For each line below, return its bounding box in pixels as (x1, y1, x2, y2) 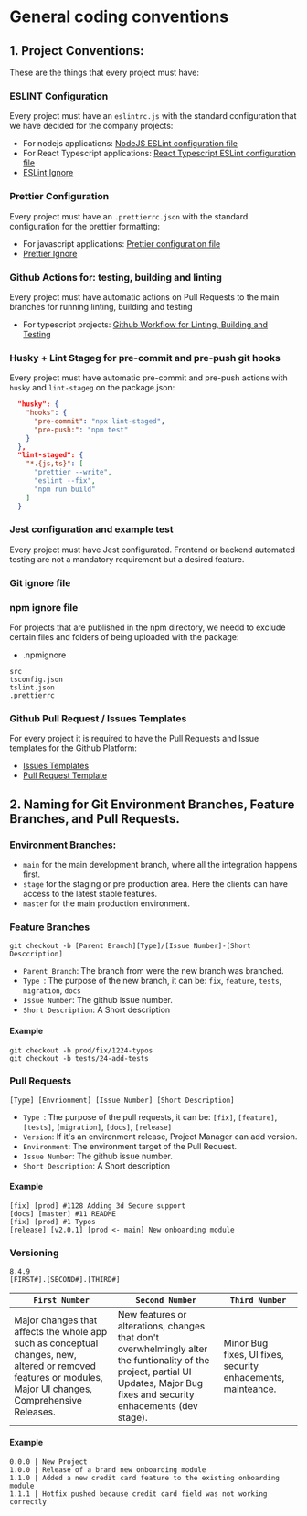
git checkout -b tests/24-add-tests (9, 1053, 149, 1062)
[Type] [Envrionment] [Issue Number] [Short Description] (9, 1095, 235, 1105)
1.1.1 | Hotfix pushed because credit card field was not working (9, 1489, 268, 1499)
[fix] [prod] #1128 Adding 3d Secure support (9, 1201, 185, 1211)
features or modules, (14, 1372, 103, 1384)
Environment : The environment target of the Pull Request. (22, 1140, 238, 1151)
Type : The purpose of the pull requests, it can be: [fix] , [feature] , (22, 1111, 278, 1122)
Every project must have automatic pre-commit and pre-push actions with (9, 372, 288, 383)
